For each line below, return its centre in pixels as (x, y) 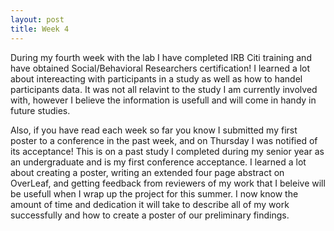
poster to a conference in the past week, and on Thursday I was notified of (164, 140)
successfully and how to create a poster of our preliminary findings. (150, 215)
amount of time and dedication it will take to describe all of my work (150, 204)
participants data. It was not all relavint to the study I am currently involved (164, 89)
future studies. (40, 110)
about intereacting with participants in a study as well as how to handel (156, 78)
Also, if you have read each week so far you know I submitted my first (154, 130)
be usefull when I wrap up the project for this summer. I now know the (154, 193)
